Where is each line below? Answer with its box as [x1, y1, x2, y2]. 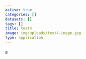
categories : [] [5, 12, 37, 17]
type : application [5, 35, 43, 40]
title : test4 [5, 26, 32, 31]
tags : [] [5, 21, 23, 26]
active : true [5, 7, 32, 12]
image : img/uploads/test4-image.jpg [5, 30, 81, 35]
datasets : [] [5, 16, 32, 21]
